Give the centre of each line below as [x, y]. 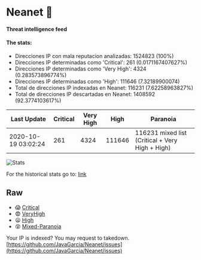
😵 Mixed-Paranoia [38, 226]
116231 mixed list [161, 133]
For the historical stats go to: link [46, 174]
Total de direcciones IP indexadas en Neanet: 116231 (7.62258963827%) [104, 88]
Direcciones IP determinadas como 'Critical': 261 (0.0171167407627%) [101, 62]
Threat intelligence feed [37, 29]
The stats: [19, 43]
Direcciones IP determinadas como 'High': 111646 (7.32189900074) [97, 81]
